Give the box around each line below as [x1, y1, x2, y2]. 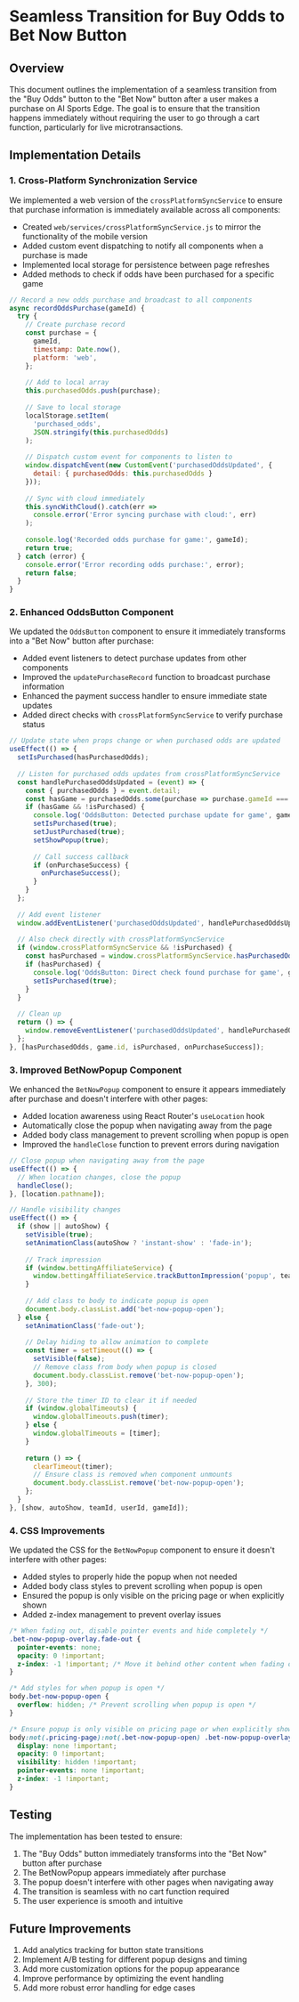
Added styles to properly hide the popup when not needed [21, 1571, 238, 1582]
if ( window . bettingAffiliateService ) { [25, 1263, 174, 1272]
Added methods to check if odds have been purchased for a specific [21, 269, 275, 280]
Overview [9, 61, 65, 76]
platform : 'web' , [32, 353, 98, 362]
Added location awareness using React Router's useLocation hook [21, 1111, 265, 1122]
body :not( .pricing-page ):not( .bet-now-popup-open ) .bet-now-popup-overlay [9, 1733, 293, 1742]
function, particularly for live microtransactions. [9, 122, 183, 133]
